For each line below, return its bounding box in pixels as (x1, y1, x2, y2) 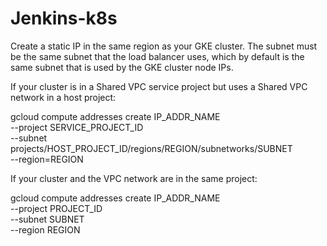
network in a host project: (10, 91, 117, 103)
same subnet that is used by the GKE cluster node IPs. (10, 61, 234, 73)
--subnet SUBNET (10, 213, 85, 225)
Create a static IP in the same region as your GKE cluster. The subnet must (10, 40, 318, 52)
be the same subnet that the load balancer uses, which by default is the (10, 50, 305, 62)
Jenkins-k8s (10, 7, 118, 30)
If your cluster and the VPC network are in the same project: (10, 172, 258, 184)
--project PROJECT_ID (10, 202, 103, 214)
